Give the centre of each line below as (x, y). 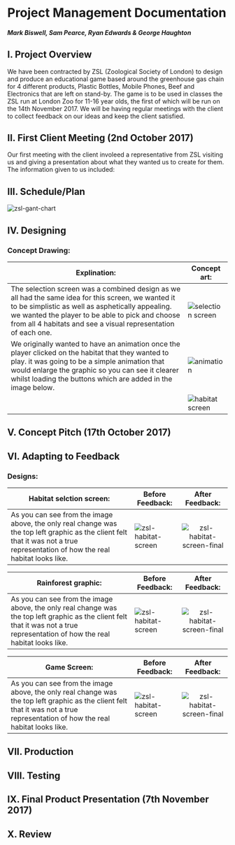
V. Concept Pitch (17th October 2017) (89, 432)
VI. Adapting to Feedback (64, 456)
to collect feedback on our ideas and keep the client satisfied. (96, 116)
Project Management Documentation (117, 13)
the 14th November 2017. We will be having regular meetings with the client (115, 108)
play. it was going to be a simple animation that (88, 361)
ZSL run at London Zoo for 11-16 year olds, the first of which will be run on (114, 101)
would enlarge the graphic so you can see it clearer (95, 370)
